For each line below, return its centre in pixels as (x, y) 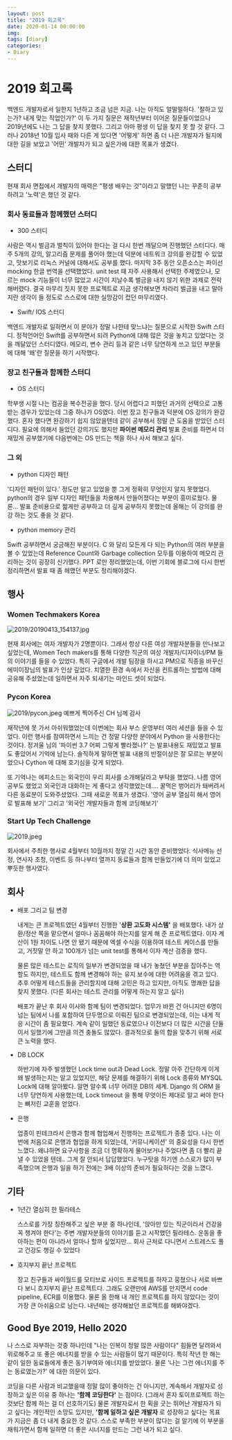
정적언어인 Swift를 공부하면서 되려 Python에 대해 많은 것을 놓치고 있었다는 (116, 335)
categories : (24, 46)
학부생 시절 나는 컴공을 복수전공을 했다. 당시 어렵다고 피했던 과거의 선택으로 (109, 403)
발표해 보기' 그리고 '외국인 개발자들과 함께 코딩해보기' (87, 803)
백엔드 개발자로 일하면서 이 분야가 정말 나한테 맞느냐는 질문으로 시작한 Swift (109, 326)
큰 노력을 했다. (37, 1041)
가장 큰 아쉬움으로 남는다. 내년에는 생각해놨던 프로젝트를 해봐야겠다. (109, 1306)
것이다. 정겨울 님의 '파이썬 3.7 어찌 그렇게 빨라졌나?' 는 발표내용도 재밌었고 (108, 745)
